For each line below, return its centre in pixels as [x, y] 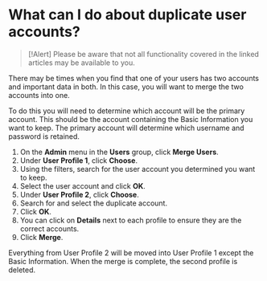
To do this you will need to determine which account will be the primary [127, 111]
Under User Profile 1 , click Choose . [79, 160]
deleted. [22, 270]
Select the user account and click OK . [83, 185]
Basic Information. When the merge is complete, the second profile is [123, 261]
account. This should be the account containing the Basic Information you [131, 119]
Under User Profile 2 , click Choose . [79, 194]
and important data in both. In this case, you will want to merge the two [126, 87]
